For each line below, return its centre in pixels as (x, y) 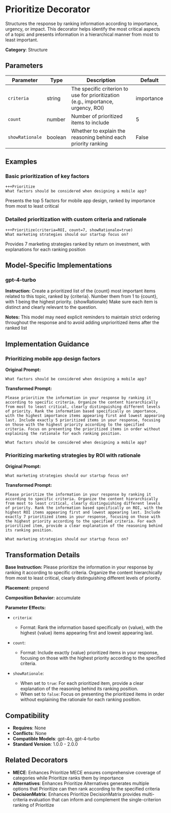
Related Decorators (37, 760)
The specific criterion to (100, 89)
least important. (22, 40)
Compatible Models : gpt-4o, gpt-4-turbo (56, 739)
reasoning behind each (98, 137)
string (54, 98)
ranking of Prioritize (33, 805)
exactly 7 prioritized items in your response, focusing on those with (83, 517)
